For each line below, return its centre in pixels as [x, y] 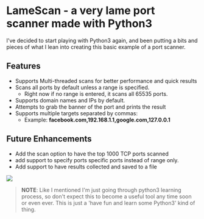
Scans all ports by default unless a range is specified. [82, 87]
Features [23, 66]
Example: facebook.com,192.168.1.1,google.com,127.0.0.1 [97, 120]
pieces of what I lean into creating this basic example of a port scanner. [96, 47]
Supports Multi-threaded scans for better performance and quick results [106, 81]
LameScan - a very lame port [81, 11]
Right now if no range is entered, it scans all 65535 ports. [96, 94]
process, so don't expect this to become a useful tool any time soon [106, 196]
